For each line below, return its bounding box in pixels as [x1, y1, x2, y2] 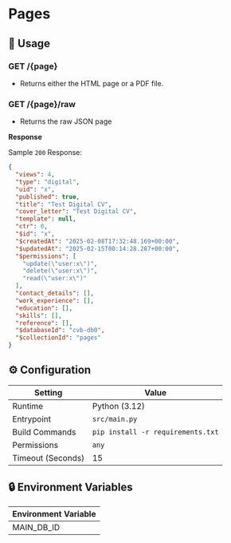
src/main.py [92, 414, 138, 423]
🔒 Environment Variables [8, 481, 133, 494]
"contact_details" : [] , [15, 289, 94, 298]
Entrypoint [12, 413, 52, 424]
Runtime [12, 400, 44, 411]
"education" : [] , [15, 304, 73, 312]
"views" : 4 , [15, 171, 56, 179]
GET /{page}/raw [8, 98, 76, 109]
